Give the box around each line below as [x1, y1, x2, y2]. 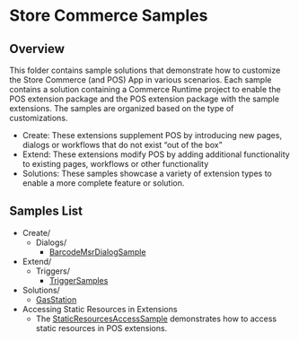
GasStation [35, 293, 77, 305]
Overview [9, 41, 66, 57]
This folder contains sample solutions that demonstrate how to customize [9, 65, 281, 75]
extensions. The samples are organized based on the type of [9, 103, 234, 113]
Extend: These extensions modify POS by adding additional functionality [22, 149, 290, 160]
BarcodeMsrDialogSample [48, 246, 146, 257]
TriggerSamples [48, 275, 109, 285]
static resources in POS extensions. [35, 322, 168, 333]
